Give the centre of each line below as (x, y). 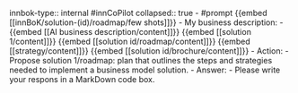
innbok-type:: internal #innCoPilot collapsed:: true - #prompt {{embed (138, 13)
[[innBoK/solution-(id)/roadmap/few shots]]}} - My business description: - (146, 22)
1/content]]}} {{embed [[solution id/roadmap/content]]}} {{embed (130, 41)
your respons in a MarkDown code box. (82, 79)
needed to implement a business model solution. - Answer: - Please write (145, 70)
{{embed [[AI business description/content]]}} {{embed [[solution (130, 32)
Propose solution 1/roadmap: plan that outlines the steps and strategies (141, 60)
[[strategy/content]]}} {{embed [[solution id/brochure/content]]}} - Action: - (149, 51)
